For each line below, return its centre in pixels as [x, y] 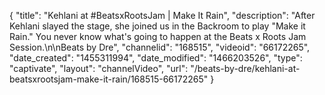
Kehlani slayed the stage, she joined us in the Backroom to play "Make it [157, 26]
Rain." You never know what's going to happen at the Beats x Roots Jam [158, 36]
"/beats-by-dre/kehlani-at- [245, 68]
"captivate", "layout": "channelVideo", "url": [99, 68]
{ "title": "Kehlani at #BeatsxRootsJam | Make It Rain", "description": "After [162, 15]
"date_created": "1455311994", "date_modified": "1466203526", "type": [156, 58]
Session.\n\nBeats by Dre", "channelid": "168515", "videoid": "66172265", [160, 47]
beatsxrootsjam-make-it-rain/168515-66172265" [109, 79]
